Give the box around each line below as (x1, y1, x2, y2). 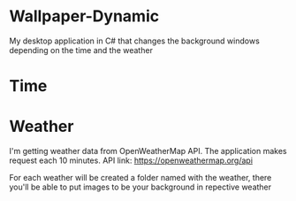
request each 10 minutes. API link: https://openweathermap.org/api (9, 155, 254, 166)
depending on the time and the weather (9, 44, 153, 55)
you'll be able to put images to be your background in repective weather (9, 182, 272, 192)
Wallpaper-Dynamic (9, 6, 160, 27)
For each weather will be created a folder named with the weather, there (9, 173, 272, 183)
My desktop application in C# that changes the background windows (9, 35, 261, 46)
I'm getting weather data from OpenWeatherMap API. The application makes (9, 146, 287, 157)
